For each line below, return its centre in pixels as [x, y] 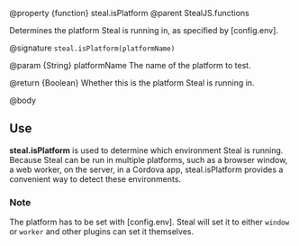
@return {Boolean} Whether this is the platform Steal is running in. [132, 83]
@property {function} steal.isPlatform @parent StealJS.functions [129, 13]
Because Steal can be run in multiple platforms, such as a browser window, [149, 159]
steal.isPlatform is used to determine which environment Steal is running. [146, 150]
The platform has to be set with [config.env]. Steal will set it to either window [149, 222]
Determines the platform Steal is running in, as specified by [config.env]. [144, 30]
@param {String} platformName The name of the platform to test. [130, 65]
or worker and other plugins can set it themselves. [102, 232]
